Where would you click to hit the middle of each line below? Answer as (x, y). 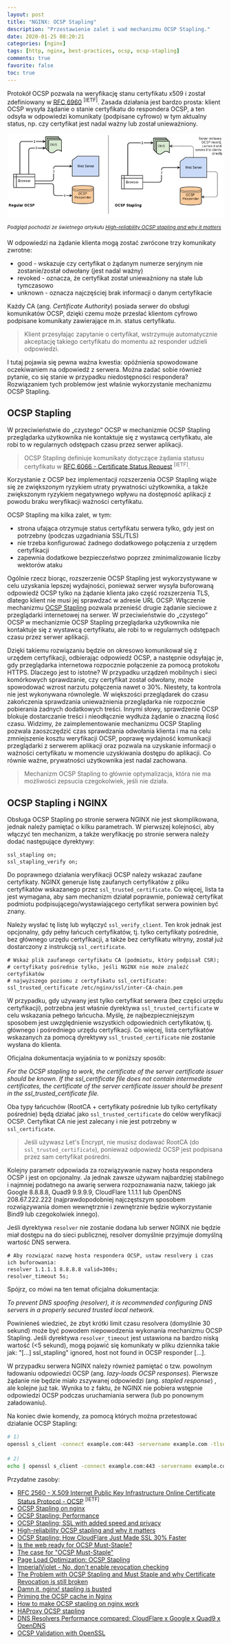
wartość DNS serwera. (39, 1242)
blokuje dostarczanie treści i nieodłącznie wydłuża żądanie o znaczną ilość (113, 716)
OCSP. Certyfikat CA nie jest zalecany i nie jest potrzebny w (92, 1122)
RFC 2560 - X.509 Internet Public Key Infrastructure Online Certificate (116, 1493)
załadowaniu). (27, 1403)
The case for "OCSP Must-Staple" (65, 1552)
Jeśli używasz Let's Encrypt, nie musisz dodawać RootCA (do (111, 1142)
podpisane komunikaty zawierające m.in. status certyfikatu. (91, 320)
